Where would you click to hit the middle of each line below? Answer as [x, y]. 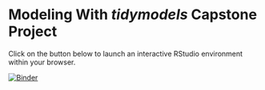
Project [33, 31]
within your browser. [42, 62]
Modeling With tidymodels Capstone [133, 15]
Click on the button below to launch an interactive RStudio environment [125, 53]
